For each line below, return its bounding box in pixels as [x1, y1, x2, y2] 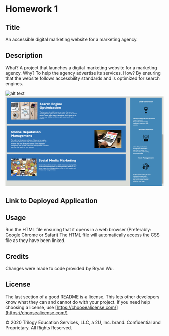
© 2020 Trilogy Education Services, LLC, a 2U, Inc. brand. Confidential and [5, 319, 161, 326]
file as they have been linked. [5, 237, 66, 244]
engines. [5, 80, 24, 86]
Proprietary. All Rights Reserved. [5, 325, 72, 331]
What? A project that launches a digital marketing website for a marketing [5, 64, 157, 71]
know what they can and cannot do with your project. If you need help [5, 299, 151, 305]
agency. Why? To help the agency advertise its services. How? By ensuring [5, 70, 161, 76]
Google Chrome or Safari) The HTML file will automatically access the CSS [5, 232, 160, 238]
